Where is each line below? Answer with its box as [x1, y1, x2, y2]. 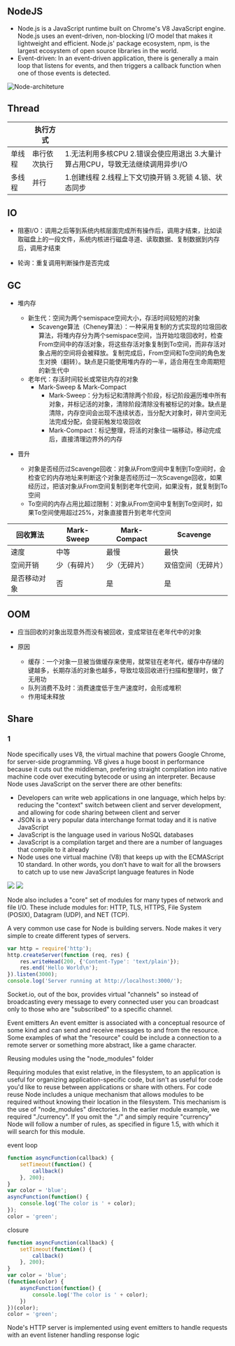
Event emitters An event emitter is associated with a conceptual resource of [7, 1019, 226, 1027]
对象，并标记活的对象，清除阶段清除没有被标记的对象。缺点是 [48, 400, 227, 409]
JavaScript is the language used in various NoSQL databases [17, 830, 194, 839]
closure [7, 1226, 29, 1234]
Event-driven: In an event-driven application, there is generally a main [17, 54, 219, 62]
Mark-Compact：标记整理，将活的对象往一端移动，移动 [48, 426, 209, 434]
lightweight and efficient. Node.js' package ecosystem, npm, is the [17, 38, 211, 48]
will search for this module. [7, 1128, 85, 1135]
